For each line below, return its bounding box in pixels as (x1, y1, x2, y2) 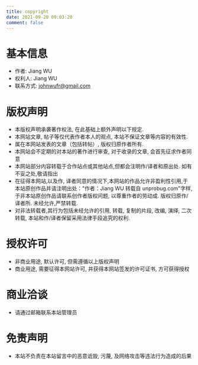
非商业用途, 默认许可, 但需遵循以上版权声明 (14, 258, 119, 265)
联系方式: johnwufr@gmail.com (14, 82, 91, 89)
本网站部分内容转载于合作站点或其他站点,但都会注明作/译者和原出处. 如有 (14, 163, 192, 170)
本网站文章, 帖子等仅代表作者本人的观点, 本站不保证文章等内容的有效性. (14, 133, 188, 141)
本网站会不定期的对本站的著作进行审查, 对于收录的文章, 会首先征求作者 (14, 148, 187, 155)
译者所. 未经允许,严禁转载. (14, 200, 78, 207)
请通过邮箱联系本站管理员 (14, 309, 77, 316)
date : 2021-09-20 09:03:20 (6, 14, 73, 20)
